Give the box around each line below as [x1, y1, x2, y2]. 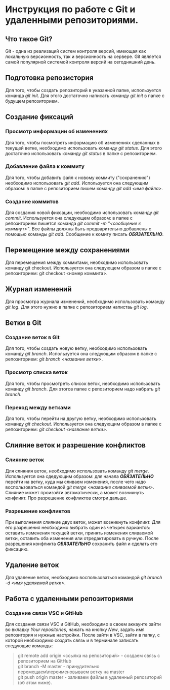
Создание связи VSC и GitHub [5, 610, 83, 617]
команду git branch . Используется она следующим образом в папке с [5, 351, 157, 357]
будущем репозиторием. [5, 98, 59, 104]
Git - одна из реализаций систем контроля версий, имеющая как [5, 48, 146, 54]
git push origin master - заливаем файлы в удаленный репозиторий [17, 674, 162, 680]
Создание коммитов [5, 198, 59, 205]
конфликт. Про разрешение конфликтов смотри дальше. [5, 495, 127, 501]
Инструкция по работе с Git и [5, 4, 136, 15]
